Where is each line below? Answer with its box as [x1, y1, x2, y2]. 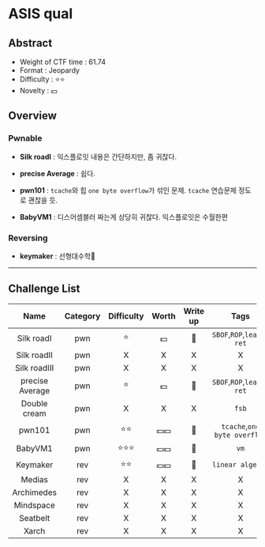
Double [21, 398, 48, 409]
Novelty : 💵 [19, 86, 58, 95]
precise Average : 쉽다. [19, 168, 96, 178]
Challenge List [8, 282, 80, 296]
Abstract [8, 36, 53, 50]
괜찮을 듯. [28, 195, 58, 205]
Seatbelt [18, 512, 50, 523]
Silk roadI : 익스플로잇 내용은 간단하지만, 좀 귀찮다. [19, 152, 177, 161]
